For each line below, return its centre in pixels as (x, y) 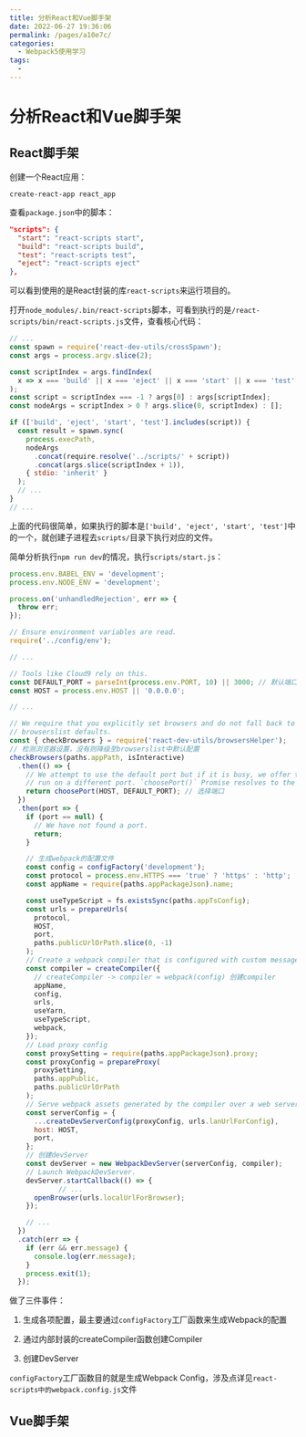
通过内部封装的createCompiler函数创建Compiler (112, 1339)
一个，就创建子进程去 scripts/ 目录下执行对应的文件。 (117, 537)
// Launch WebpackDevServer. (81, 1172)
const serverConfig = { (71, 1113)
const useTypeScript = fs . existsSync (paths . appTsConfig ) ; (138, 901)
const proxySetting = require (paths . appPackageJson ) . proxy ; (142, 1053)
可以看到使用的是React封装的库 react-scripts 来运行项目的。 (122, 291)
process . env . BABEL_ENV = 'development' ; (87, 574)
